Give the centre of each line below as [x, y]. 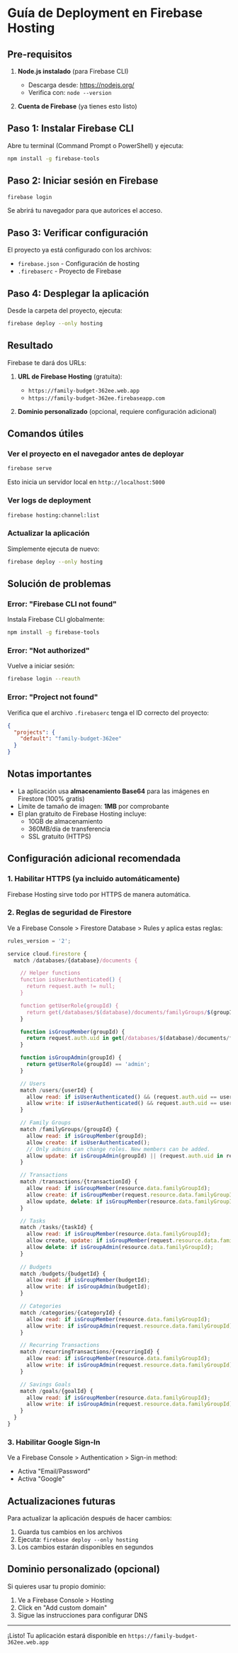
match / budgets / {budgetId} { [63, 1274]
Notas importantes [50, 774]
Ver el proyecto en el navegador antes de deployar [96, 454]
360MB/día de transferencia [69, 829]
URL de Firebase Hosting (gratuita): [70, 376]
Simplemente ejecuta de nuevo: [53, 549]
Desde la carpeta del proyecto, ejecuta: [65, 310]
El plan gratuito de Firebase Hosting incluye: [82, 814]
